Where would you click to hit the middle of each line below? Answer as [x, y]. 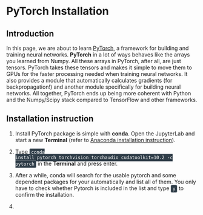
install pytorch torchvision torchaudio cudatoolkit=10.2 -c [94, 157]
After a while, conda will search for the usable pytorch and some [96, 175]
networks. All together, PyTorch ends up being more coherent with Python [99, 93]
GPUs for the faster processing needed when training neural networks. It [97, 74]
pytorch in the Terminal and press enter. [66, 163]
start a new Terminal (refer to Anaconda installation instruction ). [95, 140]
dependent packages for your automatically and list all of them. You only [105, 182]
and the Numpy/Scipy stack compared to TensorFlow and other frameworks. [102, 100]
